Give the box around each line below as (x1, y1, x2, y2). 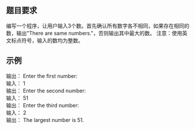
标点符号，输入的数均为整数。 (11, 37, 83, 44)
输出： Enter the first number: (6, 72, 78, 79)
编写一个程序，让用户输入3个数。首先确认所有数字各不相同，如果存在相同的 (6, 22, 190, 29)
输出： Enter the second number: (6, 87, 86, 94)
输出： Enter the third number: (6, 101, 79, 108)
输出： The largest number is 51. (6, 116, 84, 123)
